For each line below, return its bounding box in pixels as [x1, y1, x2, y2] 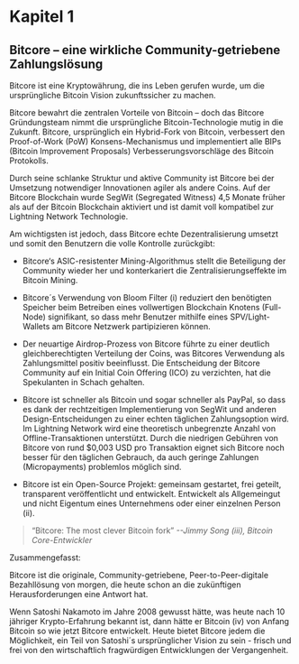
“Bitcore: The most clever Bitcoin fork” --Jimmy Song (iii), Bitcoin [31, 525, 273, 536]
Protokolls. [9, 155, 50, 166]
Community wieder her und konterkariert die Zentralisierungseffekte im [22, 265, 286, 276]
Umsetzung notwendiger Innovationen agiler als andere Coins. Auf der [9, 182, 271, 193]
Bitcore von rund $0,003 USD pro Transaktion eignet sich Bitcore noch [22, 442, 285, 453]
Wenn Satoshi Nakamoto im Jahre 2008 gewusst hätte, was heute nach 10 [9, 606, 285, 617]
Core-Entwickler [31, 535, 93, 545]
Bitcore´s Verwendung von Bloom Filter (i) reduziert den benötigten [22, 292, 272, 303]
